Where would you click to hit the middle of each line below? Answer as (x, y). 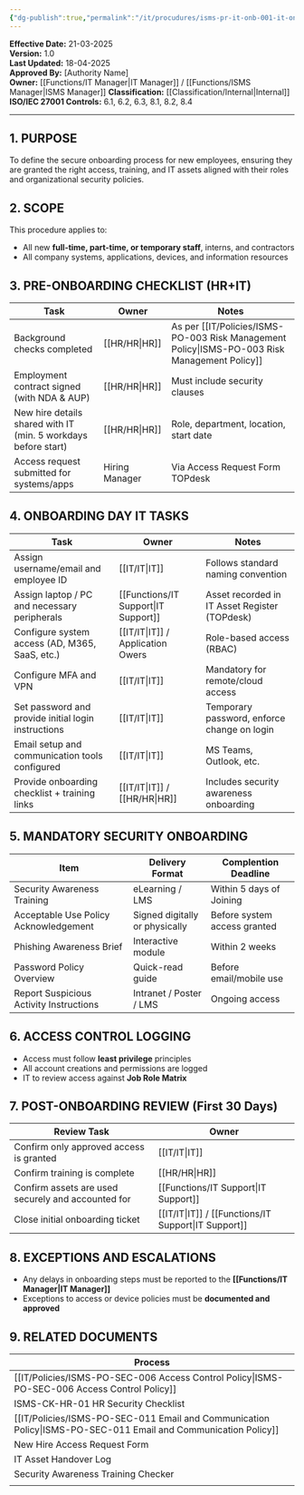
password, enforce (246, 718)
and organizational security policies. (77, 180)
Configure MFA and (55, 675)
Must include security (218, 381)
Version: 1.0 (32, 53)
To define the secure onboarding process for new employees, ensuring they (151, 161)
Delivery (167, 862)
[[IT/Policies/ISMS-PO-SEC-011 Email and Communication (142, 1418)
